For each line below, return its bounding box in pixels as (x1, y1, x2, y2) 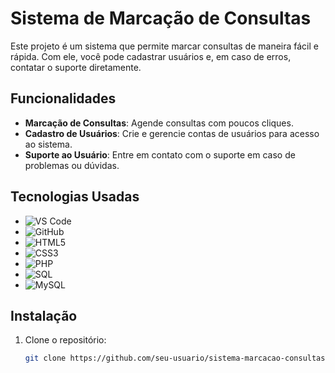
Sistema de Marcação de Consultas (10, 7, 312, 30)
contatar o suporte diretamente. (10, 61, 142, 73)
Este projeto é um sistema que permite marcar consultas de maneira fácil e (10, 40, 319, 52)
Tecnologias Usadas (10, 188, 140, 206)
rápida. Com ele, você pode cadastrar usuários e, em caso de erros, (10, 50, 292, 62)
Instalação (10, 307, 78, 324)
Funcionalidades (10, 90, 117, 107)
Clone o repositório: (24, 334, 107, 346)
